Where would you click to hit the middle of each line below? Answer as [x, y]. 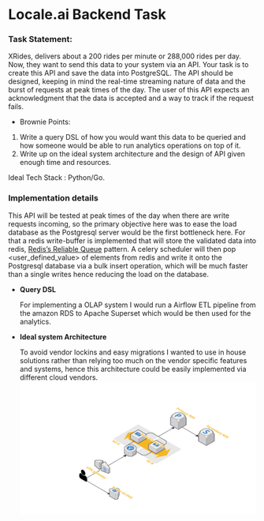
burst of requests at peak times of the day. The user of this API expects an [129, 90]
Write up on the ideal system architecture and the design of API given [132, 154]
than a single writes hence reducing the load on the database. [108, 274]
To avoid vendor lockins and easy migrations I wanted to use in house [133, 352]
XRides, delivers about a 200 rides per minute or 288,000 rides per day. [125, 56]
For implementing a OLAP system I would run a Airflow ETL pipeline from [138, 305]
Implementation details [53, 198]
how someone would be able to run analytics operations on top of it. [130, 146]
